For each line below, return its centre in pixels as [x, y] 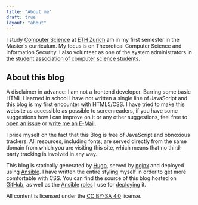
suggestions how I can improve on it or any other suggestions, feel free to [97, 117]
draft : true [21, 17]
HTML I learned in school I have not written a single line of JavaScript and [97, 98]
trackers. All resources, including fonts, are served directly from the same [97, 141]
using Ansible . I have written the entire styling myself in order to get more [96, 172]
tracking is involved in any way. [59, 154]
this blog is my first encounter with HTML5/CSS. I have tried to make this [95, 104]
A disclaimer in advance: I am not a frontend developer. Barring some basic [99, 92]
